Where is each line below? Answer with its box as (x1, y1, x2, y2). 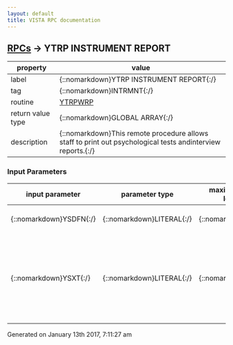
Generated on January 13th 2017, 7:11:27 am (7, 330, 132, 338)
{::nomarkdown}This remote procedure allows (59, 129, 209, 138)
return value (10, 109, 51, 118)
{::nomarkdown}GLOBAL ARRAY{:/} (59, 113, 173, 122)
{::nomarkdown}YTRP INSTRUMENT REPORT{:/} (59, 74, 216, 84)
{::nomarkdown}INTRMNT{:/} (59, 86, 154, 96)
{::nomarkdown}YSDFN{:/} (10, 214, 96, 223)
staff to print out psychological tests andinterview (59, 137, 221, 147)
